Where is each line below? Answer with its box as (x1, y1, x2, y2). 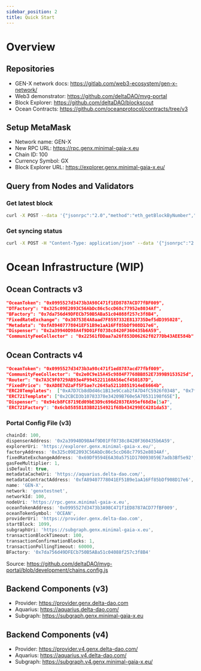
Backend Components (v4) (6, 629, 109, 640)
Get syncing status (6, 227, 63, 235)
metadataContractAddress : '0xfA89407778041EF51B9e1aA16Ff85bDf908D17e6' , (6, 477, 194, 483)
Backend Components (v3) (6, 584, 109, 594)
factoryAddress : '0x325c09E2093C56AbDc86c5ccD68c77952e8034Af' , (6, 449, 170, 455)
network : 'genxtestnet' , (6, 488, 68, 494)
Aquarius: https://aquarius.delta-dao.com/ (14, 606, 120, 613)
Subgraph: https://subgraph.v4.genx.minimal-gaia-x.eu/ (14, 658, 153, 666)
